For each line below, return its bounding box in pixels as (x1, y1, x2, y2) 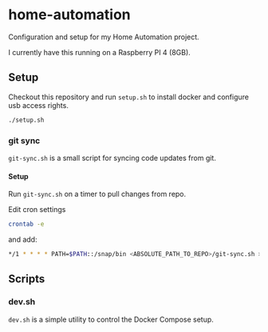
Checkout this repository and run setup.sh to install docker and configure (8, 92, 250, 102)
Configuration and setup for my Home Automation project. (8, 32, 199, 42)
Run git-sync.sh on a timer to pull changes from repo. (8, 190, 187, 199)
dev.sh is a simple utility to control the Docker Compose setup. (8, 314, 214, 324)
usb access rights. (8, 100, 69, 110)
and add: (8, 234, 37, 244)
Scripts (8, 272, 45, 286)
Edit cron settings (8, 205, 66, 214)
